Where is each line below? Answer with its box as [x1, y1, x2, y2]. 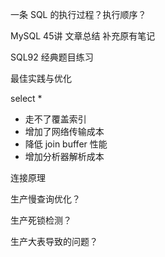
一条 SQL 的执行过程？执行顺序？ [10, 9, 147, 20]
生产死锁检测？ [10, 214, 72, 226]
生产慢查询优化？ [10, 193, 81, 205]
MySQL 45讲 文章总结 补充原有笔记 [10, 30, 156, 42]
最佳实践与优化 [10, 73, 72, 84]
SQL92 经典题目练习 [10, 51, 94, 63]
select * [10, 93, 43, 104]
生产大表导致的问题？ [10, 236, 98, 247]
